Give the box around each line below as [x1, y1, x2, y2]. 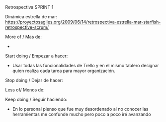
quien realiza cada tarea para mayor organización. [12, 68, 115, 74]
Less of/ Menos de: [5, 87, 45, 93]
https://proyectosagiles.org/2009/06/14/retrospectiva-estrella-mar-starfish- [5, 19, 161, 25]
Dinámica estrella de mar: [5, 14, 58, 19]
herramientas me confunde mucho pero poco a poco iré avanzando [12, 111, 151, 117]
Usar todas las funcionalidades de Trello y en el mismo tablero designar [12, 63, 159, 68]
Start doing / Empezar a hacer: [5, 53, 68, 59]
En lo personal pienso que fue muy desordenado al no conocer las [12, 106, 149, 112]
